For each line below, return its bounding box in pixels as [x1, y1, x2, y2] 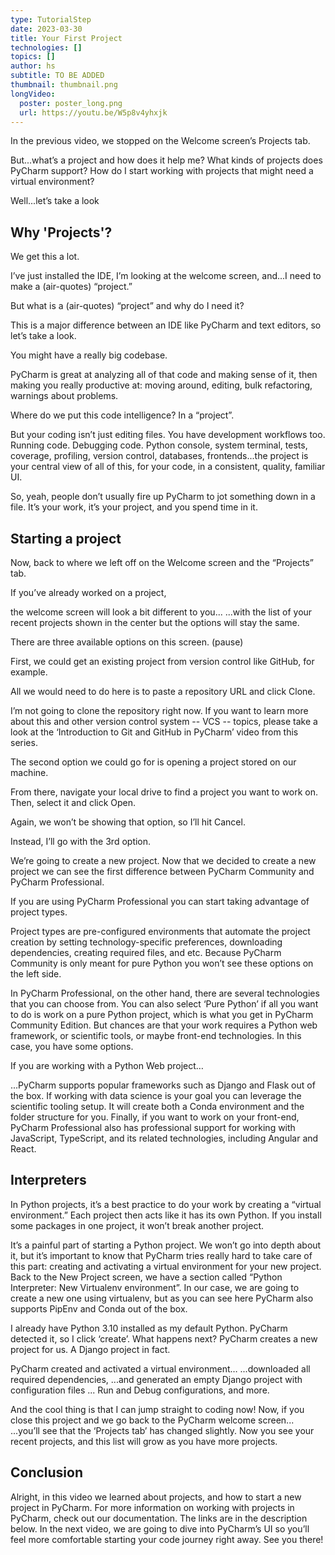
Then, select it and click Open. [10, 797, 137, 808]
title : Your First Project [10, 33, 123, 43]
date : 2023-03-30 [10, 24, 83, 34]
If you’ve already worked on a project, [10, 587, 167, 598]
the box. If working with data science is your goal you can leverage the [10, 1090, 302, 1101]
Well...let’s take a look [10, 195, 100, 207]
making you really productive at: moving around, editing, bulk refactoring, [10, 379, 313, 391]
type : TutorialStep [10, 14, 92, 25]
